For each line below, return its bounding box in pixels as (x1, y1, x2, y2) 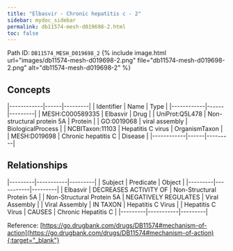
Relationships (7, 160, 68, 172)
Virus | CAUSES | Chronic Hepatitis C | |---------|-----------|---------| (7, 207, 209, 216)
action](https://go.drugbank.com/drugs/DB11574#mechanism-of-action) (7, 228, 214, 237)
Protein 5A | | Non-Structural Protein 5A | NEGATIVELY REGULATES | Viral (7, 192, 219, 201)
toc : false (7, 29, 39, 37)
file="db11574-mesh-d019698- (137, 56, 225, 65)
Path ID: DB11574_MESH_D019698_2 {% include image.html (7, 49, 167, 57)
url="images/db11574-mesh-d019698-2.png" (7, 56, 136, 65)
